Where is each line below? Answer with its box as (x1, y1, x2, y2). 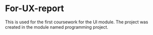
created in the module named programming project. (5, 24, 108, 30)
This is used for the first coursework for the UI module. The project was (5, 19, 148, 25)
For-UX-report (5, 3, 64, 14)
